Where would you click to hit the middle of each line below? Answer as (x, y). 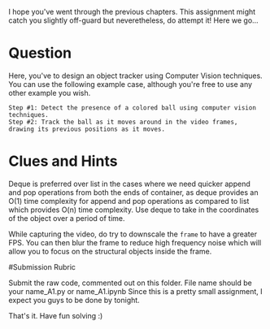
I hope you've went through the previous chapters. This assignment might (132, 12)
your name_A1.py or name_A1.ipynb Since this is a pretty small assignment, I (135, 291)
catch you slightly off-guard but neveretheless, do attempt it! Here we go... (133, 20)
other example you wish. (50, 93)
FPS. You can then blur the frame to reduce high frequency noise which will (135, 242)
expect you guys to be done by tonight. (74, 300)
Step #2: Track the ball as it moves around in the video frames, (123, 122)
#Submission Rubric (42, 266)
